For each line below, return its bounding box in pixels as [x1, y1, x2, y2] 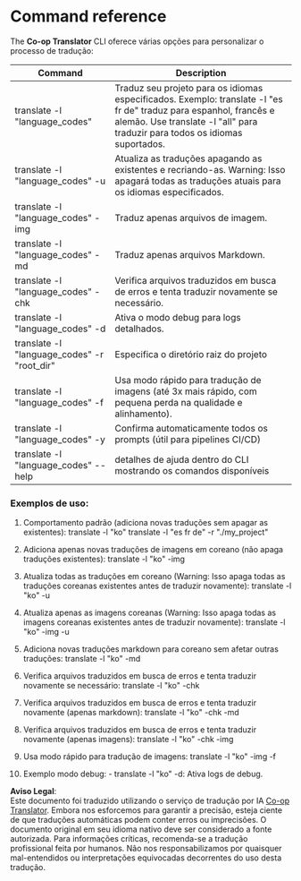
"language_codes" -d [14, 322, 106, 335]
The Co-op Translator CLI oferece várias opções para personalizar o [10, 36, 264, 47]
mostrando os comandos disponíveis [114, 464, 270, 476]
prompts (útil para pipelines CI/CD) [114, 432, 262, 445]
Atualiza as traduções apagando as [114, 152, 263, 165]
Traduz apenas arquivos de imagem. [114, 211, 268, 224]
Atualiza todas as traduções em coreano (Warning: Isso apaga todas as [22, 571, 286, 582]
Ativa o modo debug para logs [114, 311, 241, 323]
